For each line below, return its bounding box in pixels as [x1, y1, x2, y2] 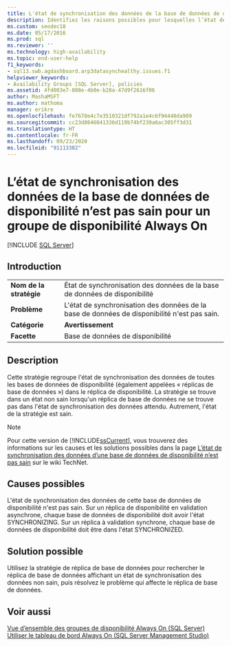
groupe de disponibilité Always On [7, 218, 208, 234]
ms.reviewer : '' [7, 42, 54, 49]
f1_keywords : [7, 61, 45, 68]
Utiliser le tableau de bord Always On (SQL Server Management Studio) [7, 632, 210, 639]
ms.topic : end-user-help [7, 55, 78, 62]
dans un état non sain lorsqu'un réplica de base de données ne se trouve [7, 395, 214, 403]
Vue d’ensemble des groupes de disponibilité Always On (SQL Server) [7, 624, 205, 632]
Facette [10, 331, 36, 341]
